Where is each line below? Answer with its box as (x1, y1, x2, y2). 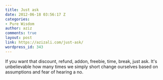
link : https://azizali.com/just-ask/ (5, 40, 84, 45)
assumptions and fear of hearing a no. (5, 68, 84, 75)
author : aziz (5, 26, 32, 31)
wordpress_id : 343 (5, 44, 43, 49)
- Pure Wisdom (5, 21, 35, 26)
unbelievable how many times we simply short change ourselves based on (5, 63, 158, 69)
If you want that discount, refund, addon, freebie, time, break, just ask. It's (5, 58, 158, 64)
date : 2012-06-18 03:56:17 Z (5, 12, 66, 17)
